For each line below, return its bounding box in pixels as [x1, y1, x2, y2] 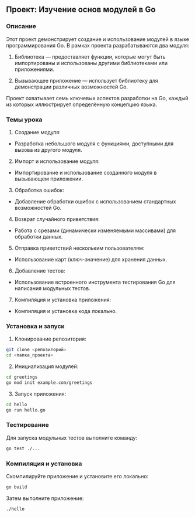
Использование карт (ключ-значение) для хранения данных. [14, 256, 168, 263]
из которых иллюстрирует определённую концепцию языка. [6, 101, 158, 108]
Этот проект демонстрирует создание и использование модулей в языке [6, 35, 190, 43]
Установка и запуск [6, 322, 65, 330]
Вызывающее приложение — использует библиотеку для [14, 77, 159, 84]
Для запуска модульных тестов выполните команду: [6, 434, 138, 441]
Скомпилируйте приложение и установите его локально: [6, 473, 149, 479]
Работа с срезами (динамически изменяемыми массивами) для [14, 227, 176, 234]
